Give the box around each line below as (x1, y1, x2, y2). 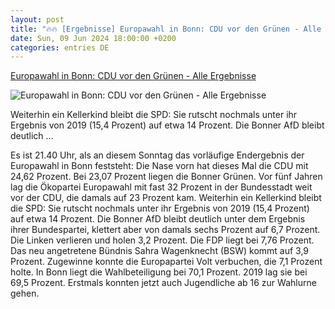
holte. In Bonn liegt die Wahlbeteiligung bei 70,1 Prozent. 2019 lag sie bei (10, 266, 308, 278)
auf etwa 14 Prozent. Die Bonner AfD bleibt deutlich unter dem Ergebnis (10, 213, 306, 225)
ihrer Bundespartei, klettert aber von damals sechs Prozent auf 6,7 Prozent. (10, 224, 321, 236)
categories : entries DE (10, 42, 110, 53)
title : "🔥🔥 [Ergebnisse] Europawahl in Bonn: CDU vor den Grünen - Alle (10, 24, 322, 34)
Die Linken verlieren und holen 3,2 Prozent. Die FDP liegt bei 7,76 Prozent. (10, 234, 315, 246)
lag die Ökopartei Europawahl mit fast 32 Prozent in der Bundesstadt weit (10, 181, 313, 193)
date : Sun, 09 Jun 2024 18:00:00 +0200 (10, 33, 177, 43)
